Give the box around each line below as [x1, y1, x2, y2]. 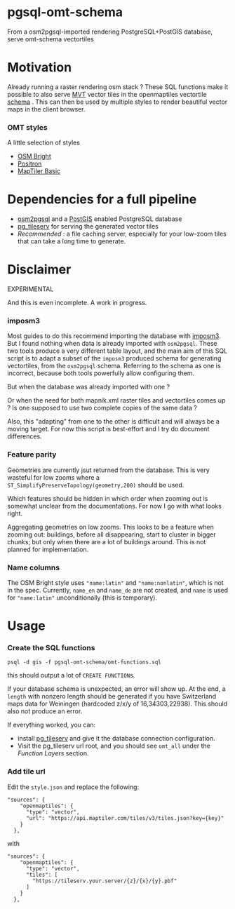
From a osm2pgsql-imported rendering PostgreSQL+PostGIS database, [7, 27, 213, 36]
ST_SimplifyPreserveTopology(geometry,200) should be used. [7, 480, 184, 489]
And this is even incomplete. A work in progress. [7, 299, 147, 307]
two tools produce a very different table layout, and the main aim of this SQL [7, 346, 228, 355]
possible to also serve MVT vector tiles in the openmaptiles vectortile [7, 90, 207, 98]
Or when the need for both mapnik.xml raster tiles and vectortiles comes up [7, 396, 226, 405]
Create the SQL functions [7, 643, 95, 653]
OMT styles [7, 122, 48, 132]
